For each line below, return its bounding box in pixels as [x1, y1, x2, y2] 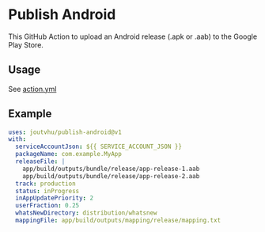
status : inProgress [15, 187, 80, 195]
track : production [15, 180, 77, 188]
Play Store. [8, 40, 44, 49]
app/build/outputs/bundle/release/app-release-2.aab [22, 172, 200, 180]
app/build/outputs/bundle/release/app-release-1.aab [22, 165, 200, 173]
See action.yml [8, 84, 57, 93]
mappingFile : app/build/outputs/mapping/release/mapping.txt [15, 216, 221, 225]
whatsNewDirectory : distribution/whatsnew [15, 209, 157, 217]
